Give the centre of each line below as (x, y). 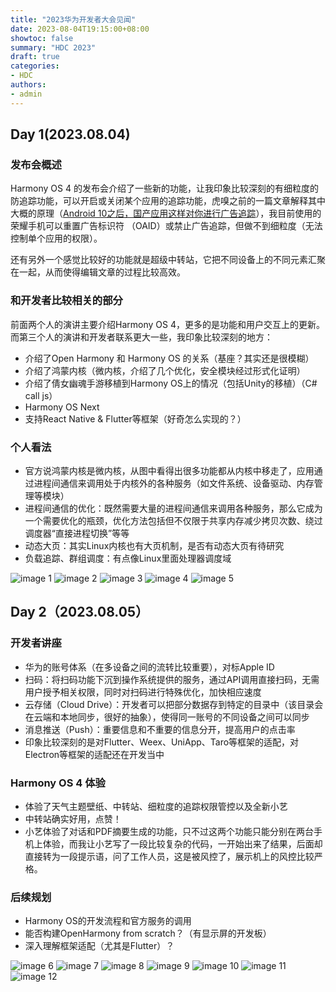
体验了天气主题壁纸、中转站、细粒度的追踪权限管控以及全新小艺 (156, 806)
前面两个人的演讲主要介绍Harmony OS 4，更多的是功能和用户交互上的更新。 (167, 324)
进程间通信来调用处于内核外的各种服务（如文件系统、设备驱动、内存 (174, 483)
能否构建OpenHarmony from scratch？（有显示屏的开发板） (148, 933)
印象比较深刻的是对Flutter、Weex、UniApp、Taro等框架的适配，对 (162, 742)
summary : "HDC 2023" (53, 47)
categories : (35, 66)
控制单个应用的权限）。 (56, 238)
